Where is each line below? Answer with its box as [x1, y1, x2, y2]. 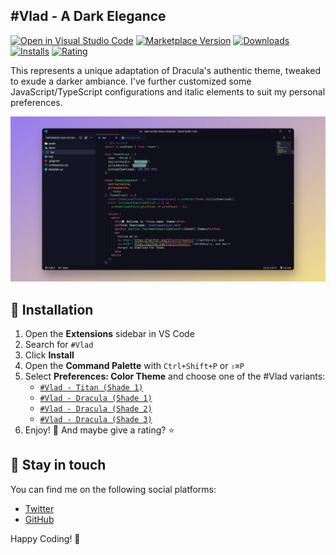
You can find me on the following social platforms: [10, 483, 217, 495]
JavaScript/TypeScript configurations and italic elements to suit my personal [10, 85, 326, 98]
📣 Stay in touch [10, 457, 107, 474]
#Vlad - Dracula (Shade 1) [39, 393, 153, 403]
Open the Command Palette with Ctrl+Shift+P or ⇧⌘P [24, 359, 245, 371]
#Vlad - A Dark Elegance [10, 8, 167, 25]
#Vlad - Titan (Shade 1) [39, 382, 144, 393]
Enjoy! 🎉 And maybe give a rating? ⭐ [24, 424, 175, 436]
